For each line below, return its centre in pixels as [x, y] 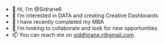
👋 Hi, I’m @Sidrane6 [37, 9]
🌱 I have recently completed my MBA [58, 22]
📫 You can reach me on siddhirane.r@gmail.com [73, 35]
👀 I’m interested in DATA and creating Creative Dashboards [85, 15]
